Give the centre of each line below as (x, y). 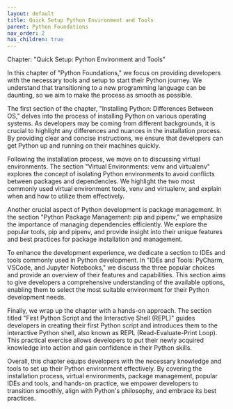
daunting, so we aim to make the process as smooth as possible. (100, 95)
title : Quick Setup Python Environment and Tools (81, 20)
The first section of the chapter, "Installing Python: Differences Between (110, 109)
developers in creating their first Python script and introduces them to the (112, 325)
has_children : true (35, 40)
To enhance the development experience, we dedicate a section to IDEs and (116, 253)
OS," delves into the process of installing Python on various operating (107, 116)
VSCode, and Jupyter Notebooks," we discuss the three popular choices (111, 268)
